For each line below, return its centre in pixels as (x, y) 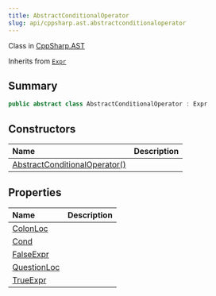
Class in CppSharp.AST (46, 45)
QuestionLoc (36, 267)
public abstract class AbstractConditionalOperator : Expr (108, 104)
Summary (33, 85)
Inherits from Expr (37, 61)
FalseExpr (31, 254)
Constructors (42, 129)
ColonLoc (30, 229)
